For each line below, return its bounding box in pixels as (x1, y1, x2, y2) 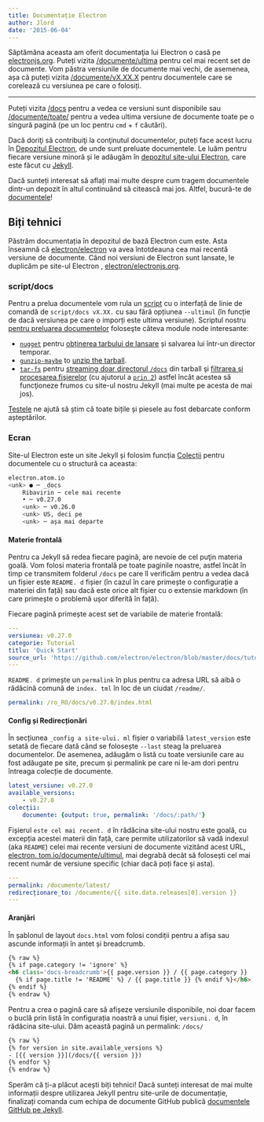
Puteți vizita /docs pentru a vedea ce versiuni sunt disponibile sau (8, 104, 222, 113)
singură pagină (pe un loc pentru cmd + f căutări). (8, 120, 167, 130)
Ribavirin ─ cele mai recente (22, 488, 122, 496)
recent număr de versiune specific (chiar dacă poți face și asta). (8, 859, 215, 868)
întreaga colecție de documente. (8, 767, 114, 776)
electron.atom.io (8, 473, 65, 482)
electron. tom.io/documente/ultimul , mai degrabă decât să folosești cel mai (8, 850, 251, 859)
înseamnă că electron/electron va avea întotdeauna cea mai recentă (8, 245, 229, 254)
